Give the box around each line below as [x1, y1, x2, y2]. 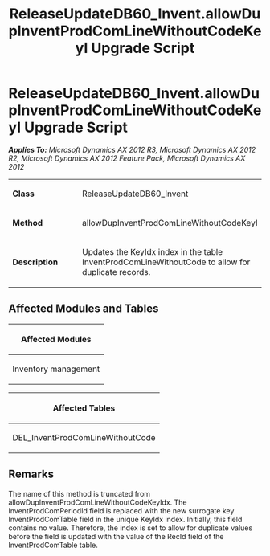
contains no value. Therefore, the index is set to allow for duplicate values [8, 523, 253, 533]
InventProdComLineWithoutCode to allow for [81, 256, 251, 268]
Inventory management [12, 363, 100, 374]
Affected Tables [52, 403, 116, 414]
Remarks [8, 468, 55, 481]
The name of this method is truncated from [8, 489, 151, 498]
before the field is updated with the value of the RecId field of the [8, 531, 224, 541]
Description [12, 256, 59, 268]
